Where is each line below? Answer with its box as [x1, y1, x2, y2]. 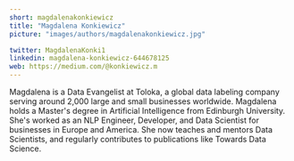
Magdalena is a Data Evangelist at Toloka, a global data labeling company [9, 86, 280, 97]
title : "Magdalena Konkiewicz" [9, 21, 126, 30]
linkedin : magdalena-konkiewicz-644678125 [9, 54, 170, 63]
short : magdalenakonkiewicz [9, 12, 114, 22]
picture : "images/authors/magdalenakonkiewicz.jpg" [9, 29, 206, 38]
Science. [9, 143, 42, 154]
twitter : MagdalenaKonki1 [9, 45, 105, 54]
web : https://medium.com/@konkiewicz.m [9, 62, 158, 71]
